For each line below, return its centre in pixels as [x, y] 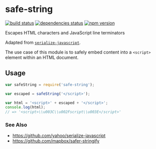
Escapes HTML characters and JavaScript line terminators [65, 32]
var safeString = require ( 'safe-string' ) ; [50, 84]
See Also [16, 125]
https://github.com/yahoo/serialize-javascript [59, 135]
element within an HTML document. [42, 57]
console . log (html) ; [25, 107]
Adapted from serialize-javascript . [43, 42]
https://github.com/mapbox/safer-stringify [56, 141]
